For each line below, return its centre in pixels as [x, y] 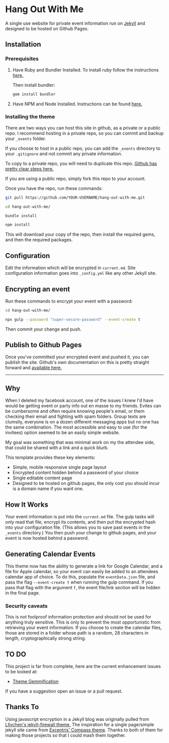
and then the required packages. [39, 240]
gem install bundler [34, 94]
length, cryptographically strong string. [46, 638]
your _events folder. [26, 138]
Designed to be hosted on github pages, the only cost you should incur [86, 483]
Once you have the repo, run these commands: [54, 188]
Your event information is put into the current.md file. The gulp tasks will [80, 517]
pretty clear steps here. [29, 169]
